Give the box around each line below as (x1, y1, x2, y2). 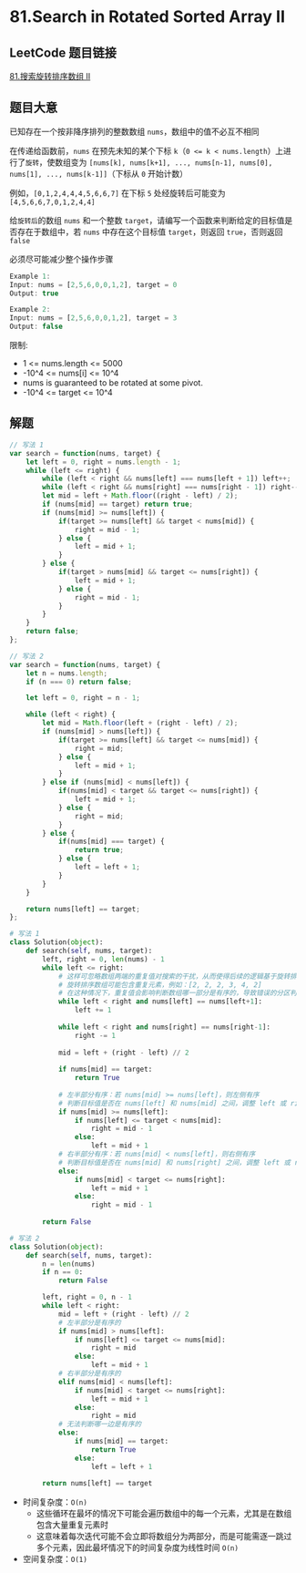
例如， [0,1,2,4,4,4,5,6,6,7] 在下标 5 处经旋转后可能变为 (9, 187, 226, 198)
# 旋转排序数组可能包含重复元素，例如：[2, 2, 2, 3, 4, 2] (57, 980, 262, 990)
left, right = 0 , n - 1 (42, 1292, 132, 1302)
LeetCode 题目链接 (9, 45, 117, 60)
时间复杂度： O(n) (22, 1496, 88, 1507)
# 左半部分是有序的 (57, 1318, 121, 1327)
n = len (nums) (42, 1259, 96, 1269)
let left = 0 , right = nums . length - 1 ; (25, 458, 181, 467)
